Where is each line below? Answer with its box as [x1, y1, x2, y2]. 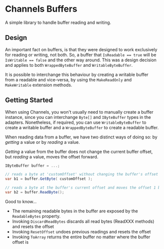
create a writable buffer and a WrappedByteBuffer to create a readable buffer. [5, 124, 159, 130]
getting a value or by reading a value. [5, 139, 80, 145]
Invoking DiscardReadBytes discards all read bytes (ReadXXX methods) [12, 218, 155, 224]
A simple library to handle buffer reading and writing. [5, 19, 111, 25]
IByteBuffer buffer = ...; [5, 163, 60, 168]
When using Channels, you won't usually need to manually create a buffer [5, 109, 154, 115]
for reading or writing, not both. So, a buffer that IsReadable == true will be [5, 52, 157, 57]
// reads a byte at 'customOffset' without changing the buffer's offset [5, 172, 159, 177]
